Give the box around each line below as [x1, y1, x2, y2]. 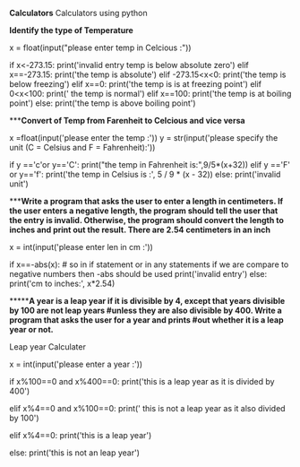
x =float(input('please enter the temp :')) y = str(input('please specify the [9, 133, 279, 143]
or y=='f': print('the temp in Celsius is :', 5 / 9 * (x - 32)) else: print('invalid [9, 169, 281, 179]
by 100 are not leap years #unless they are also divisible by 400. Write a [9, 305, 282, 316]
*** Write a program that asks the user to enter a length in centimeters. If [9, 196, 284, 206]
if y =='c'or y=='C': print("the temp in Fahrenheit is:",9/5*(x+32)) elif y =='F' [9, 160, 291, 169]
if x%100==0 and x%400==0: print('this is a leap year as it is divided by [9, 376, 275, 386]
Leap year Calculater [9, 342, 87, 352]
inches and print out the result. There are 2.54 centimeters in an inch [9, 224, 271, 235]
